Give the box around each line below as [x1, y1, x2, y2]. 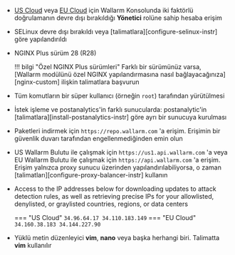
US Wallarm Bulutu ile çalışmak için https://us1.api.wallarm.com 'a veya [14, 148, 228, 156]
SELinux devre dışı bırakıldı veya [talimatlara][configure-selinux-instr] [14, 28, 218, 36]
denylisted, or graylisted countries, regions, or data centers [14, 199, 189, 208]
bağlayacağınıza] [175, 71, 226, 78]
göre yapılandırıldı [14, 35, 68, 43]
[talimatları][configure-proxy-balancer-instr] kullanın [14, 171, 168, 179]
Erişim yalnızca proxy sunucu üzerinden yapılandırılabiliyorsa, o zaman [14, 163, 222, 172]
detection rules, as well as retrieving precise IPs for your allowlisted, [14, 192, 214, 200]
